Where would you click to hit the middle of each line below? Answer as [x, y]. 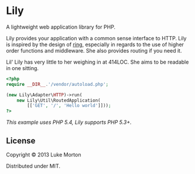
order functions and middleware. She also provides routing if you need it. [94, 50]
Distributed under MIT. [33, 166]
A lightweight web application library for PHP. [61, 27]
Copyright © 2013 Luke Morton [44, 155]
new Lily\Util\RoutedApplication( [59, 100]
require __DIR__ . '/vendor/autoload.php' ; [57, 84]
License [21, 140]
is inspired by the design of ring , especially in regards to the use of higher [95, 44]
